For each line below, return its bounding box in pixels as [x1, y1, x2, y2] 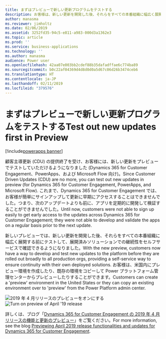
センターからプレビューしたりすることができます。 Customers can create [9, 274, 158, 280]
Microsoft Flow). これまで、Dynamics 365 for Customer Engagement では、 [5, 188, 160, 194]
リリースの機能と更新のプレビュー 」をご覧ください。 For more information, [5, 317, 157, 323]
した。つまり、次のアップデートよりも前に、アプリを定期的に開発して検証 [5, 200, 157, 206]
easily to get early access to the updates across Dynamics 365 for [5, 212, 140, 218]
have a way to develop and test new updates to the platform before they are [5, 251, 160, 257]
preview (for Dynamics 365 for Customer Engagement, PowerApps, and [5, 182, 152, 188]
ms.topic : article [5, 35, 43, 40]
